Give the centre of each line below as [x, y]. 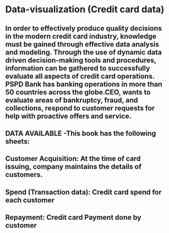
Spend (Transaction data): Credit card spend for [83, 192]
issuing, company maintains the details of [73, 167]
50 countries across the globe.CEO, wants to [78, 92]
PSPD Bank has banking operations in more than [84, 84]
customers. [24, 175]
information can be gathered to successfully [78, 68]
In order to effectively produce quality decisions [84, 28]
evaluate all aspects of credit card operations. [80, 76]
